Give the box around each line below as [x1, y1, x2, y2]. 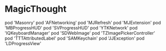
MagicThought [4, 3, 67, 15]
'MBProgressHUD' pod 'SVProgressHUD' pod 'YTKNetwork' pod [4, 25, 138, 30]
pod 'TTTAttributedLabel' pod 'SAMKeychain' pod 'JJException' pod [4, 35, 145, 41]
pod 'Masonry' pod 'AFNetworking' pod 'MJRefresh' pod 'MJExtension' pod [4, 20, 161, 25]
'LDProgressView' [4, 40, 42, 46]
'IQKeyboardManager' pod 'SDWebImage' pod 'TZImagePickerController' [4, 30, 156, 36]
